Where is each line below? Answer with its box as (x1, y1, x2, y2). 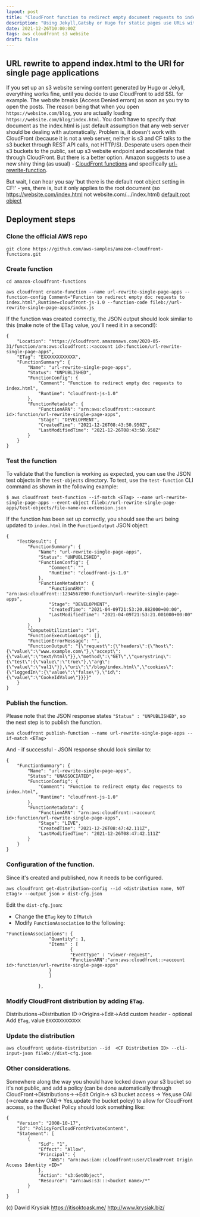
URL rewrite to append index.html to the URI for (6, 59, 185, 69)
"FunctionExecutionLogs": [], (27, 633, 102, 639)
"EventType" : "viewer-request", (70, 952, 153, 958)
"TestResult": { (17, 539, 58, 545)
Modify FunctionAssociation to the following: (14, 919, 126, 926)
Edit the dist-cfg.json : (6, 901, 62, 909)
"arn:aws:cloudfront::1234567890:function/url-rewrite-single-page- (6, 591, 180, 597)
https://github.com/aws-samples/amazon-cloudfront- (32, 246, 164, 252)
